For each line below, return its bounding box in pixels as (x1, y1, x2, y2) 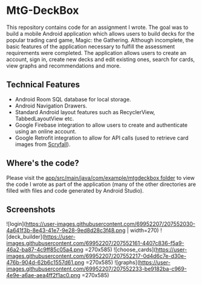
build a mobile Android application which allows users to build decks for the (6, 30, 195, 37)
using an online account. (15, 127, 77, 135)
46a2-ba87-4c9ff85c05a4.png (6, 246, 83, 254)
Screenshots (6, 204, 56, 214)
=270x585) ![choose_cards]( (84, 246, 156, 254)
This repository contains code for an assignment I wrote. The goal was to (6, 24, 189, 31)
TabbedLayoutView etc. (15, 115, 74, 122)
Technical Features (6, 80, 80, 90)
